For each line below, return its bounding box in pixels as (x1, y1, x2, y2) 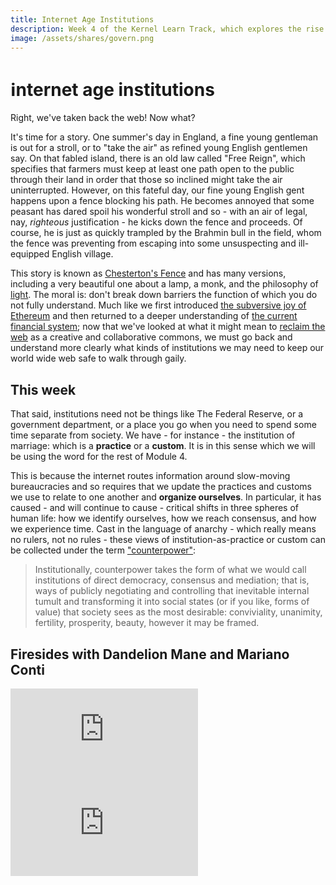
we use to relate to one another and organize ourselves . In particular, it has (10, 491, 322, 503)
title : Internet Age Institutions (10, 14, 155, 25)
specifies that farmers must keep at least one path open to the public (10, 163, 295, 175)
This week (10, 381, 77, 398)
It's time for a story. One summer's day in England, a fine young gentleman (10, 131, 319, 143)
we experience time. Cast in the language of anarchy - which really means (10, 523, 317, 535)
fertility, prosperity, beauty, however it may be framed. (34, 617, 260, 629)
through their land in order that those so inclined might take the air (10, 174, 283, 186)
